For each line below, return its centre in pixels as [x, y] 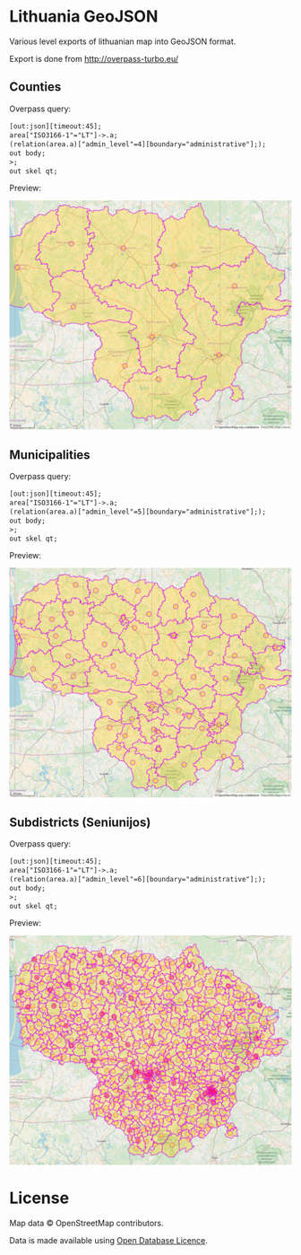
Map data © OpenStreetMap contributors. [86, 1223]
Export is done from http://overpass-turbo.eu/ [94, 58]
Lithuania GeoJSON [84, 17]
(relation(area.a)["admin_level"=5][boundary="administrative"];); [138, 512]
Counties [35, 87]
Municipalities [50, 455]
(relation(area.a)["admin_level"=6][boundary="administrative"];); [138, 880]
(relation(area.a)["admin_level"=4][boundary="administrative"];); [138, 144]
